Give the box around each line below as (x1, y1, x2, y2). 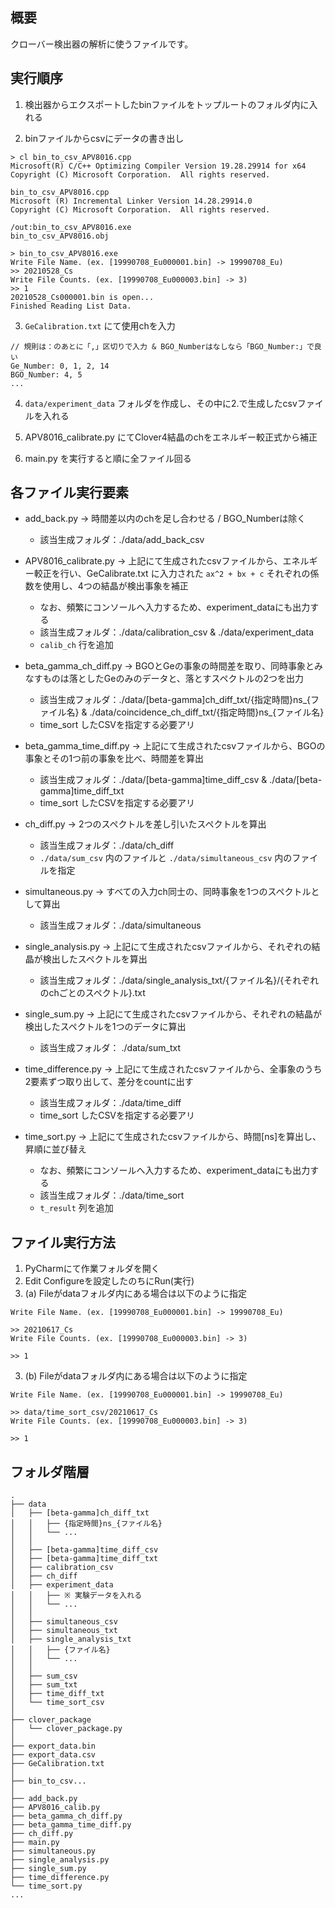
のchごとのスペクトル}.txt (39, 987, 146, 999)
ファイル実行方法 (10, 1234, 116, 1251)
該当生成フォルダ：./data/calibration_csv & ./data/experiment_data (39, 626, 315, 638)
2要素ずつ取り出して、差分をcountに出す (24, 1076, 194, 1088)
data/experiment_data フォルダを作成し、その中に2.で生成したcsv (24, 397, 298, 409)
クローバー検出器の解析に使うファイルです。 (10, 38, 194, 50)
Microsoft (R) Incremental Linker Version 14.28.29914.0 (10, 196, 253, 206)
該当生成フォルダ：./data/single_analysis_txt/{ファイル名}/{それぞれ (39, 974, 320, 987)
